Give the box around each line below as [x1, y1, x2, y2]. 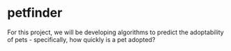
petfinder [7, 5, 63, 21]
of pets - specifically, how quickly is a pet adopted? [7, 35, 156, 43]
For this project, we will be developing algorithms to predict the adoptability [7, 28, 225, 36]
